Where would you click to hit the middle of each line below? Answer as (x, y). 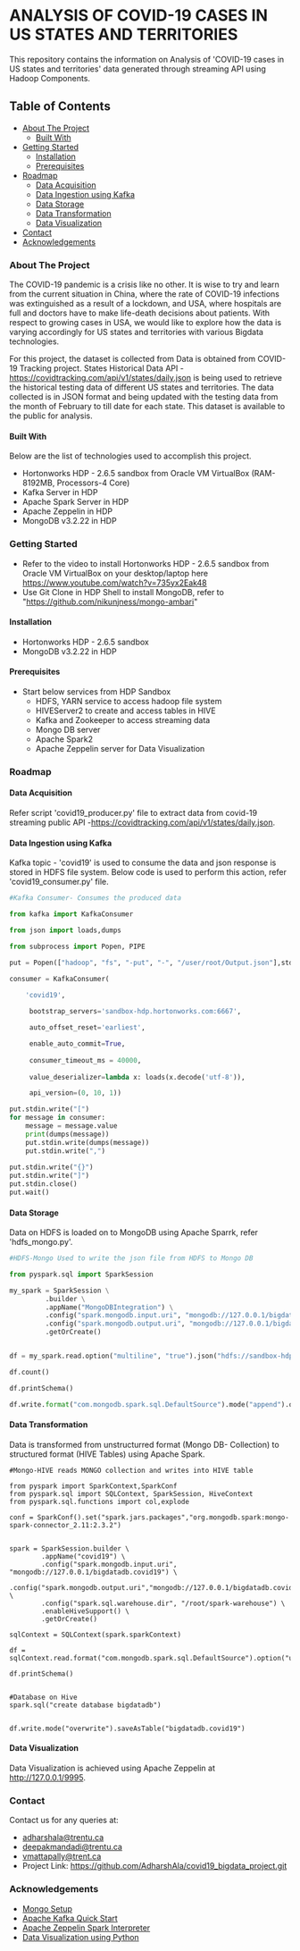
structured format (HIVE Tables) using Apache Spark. (107, 1454)
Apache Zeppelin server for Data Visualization (120, 748)
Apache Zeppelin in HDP (67, 511)
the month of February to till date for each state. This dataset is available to (147, 407)
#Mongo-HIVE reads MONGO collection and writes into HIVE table (131, 1470)
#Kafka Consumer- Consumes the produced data (95, 898)
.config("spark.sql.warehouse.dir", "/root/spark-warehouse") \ (163, 1603)
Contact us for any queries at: (64, 1821)
